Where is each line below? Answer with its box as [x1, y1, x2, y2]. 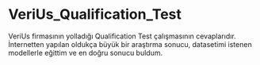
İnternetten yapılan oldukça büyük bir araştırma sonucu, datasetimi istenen [8, 39, 252, 49]
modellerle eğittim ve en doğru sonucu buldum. [8, 48, 163, 57]
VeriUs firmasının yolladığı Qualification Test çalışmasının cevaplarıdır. [8, 31, 236, 41]
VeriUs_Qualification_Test [8, 5, 182, 23]
